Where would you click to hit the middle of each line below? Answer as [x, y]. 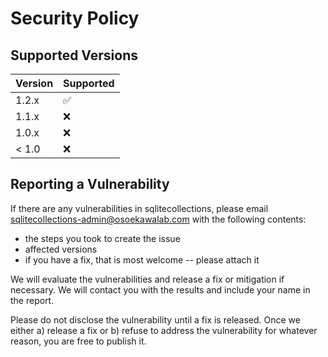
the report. [32, 300]
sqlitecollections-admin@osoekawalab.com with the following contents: [158, 219]
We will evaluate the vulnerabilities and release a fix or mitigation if [147, 279]
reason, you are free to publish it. [78, 341]
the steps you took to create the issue [102, 238]
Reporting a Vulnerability [90, 184]
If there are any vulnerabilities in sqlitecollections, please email [139, 208]
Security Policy [75, 18]
